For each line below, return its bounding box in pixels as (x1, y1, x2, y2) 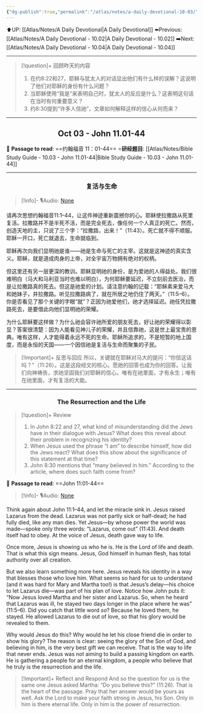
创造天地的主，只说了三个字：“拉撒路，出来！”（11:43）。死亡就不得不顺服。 (6, 226, 196, 234)
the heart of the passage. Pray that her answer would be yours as (21, 688, 184, 695)
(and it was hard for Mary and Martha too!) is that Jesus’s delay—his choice (6, 581, 195, 588)
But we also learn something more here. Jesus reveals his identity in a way (6, 568, 192, 575)
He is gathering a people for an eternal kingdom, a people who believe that (6, 657, 193, 664)
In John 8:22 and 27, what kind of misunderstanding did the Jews (30, 423, 193, 430)
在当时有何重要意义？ (30, 97, 83, 105)
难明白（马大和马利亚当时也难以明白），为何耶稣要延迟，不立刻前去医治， (6, 275, 189, 282)
